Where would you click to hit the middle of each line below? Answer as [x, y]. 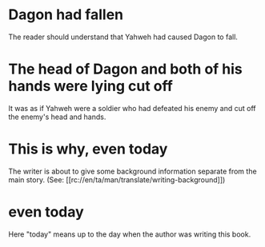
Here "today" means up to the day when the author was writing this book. [130, 234]
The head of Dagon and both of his [125, 69]
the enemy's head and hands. [57, 117]
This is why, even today [88, 149]
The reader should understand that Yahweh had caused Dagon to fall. [123, 37]
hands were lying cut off [91, 86]
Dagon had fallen [66, 15]
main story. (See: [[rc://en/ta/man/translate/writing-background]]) [117, 179]
